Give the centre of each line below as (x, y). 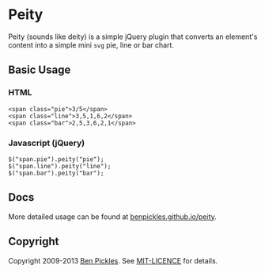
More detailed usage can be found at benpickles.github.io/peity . (113, 217)
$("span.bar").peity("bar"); (56, 173)
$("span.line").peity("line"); (60, 166)
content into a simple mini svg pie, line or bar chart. (91, 44)
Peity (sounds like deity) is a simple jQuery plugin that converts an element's (133, 37)
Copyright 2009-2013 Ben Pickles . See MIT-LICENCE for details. (113, 260)
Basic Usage (40, 70)
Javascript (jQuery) (47, 143)
